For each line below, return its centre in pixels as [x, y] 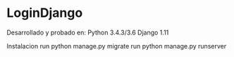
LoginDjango [45, 13]
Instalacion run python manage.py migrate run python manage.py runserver [117, 46]
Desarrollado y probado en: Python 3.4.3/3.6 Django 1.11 [88, 32]
